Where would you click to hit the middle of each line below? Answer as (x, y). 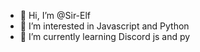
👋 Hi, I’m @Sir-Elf (55, 15)
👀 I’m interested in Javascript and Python (104, 26)
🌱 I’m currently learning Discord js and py (105, 36)
